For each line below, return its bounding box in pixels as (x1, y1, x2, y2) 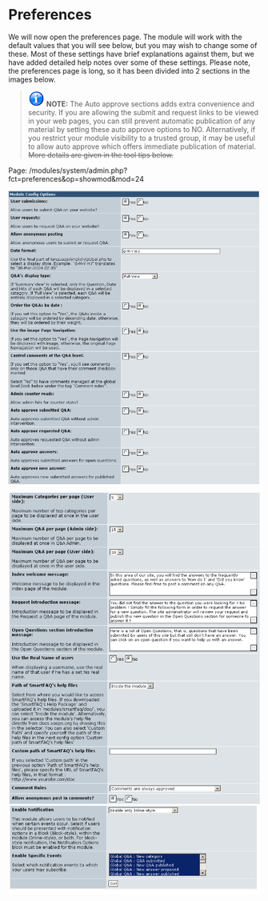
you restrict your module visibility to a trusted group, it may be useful (27, 133, 256, 142)
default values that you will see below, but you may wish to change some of (8, 40, 258, 50)
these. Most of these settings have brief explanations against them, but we (8, 49, 254, 58)
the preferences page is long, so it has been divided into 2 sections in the (8, 66, 250, 75)
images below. (8, 74, 56, 84)
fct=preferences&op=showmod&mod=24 (8, 174, 144, 183)
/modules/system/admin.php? (29, 166, 128, 175)
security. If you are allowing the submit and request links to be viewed (27, 107, 258, 117)
